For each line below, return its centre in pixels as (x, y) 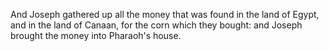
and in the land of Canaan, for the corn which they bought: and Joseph (156, 25)
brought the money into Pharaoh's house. (96, 35)
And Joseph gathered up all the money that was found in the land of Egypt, (165, 14)
